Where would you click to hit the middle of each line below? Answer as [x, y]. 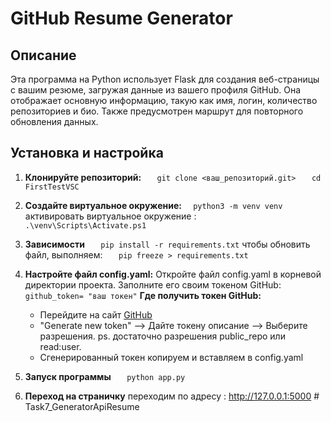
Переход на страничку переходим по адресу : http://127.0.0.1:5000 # [172, 396]
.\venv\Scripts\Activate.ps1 [85, 225]
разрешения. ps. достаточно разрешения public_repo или [162, 336]
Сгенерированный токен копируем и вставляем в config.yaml [171, 357]
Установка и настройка [87, 153]
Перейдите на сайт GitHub [96, 314]
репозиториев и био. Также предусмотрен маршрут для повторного [157, 111]
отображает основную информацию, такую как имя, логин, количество [164, 100]
